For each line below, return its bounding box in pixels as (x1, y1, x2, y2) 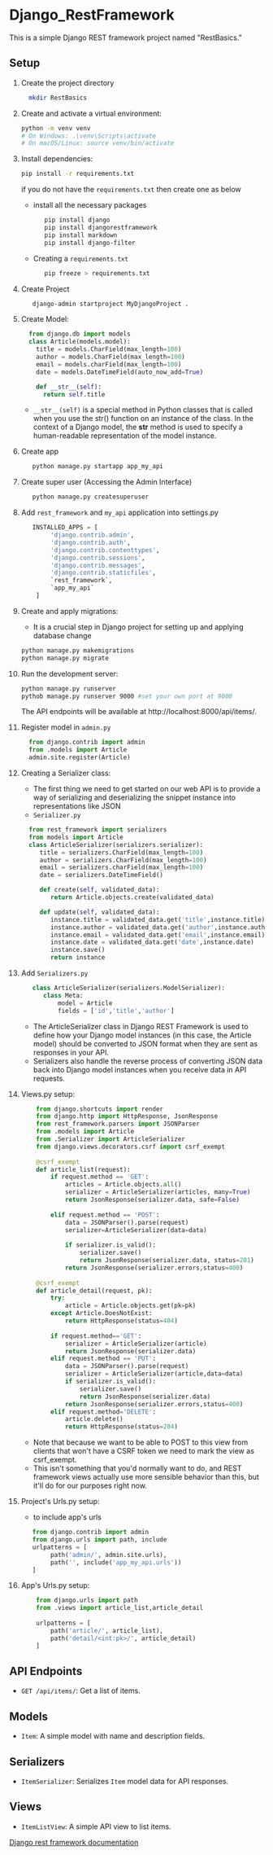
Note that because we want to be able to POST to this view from (32, 1437, 249, 1447)
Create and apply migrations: (20, 606, 119, 616)
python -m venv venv (20, 124, 91, 132)
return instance (50, 954, 106, 962)
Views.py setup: (20, 1089, 76, 1099)
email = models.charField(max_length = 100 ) (36, 360, 182, 368)
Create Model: (20, 314, 69, 324)
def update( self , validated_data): (39, 908, 160, 916)
